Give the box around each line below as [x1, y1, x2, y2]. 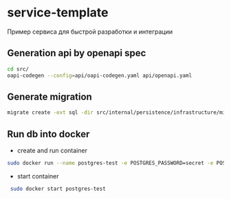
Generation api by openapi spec [7, 47, 146, 59]
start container [16, 172, 59, 180]
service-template [7, 5, 109, 21]
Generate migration [7, 91, 93, 102]
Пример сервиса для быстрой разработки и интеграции [7, 27, 173, 36]
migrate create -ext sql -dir [7, 109, 94, 116]
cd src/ [7, 65, 30, 73]
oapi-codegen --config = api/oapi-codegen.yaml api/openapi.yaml [7, 72, 192, 79]
